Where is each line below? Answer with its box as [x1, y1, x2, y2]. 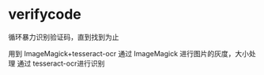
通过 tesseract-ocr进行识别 [17, 59, 105, 68]
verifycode [8, 5, 81, 23]
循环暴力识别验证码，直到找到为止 [8, 32, 119, 41]
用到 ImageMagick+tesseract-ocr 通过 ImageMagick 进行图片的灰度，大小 [8, 48, 250, 58]
